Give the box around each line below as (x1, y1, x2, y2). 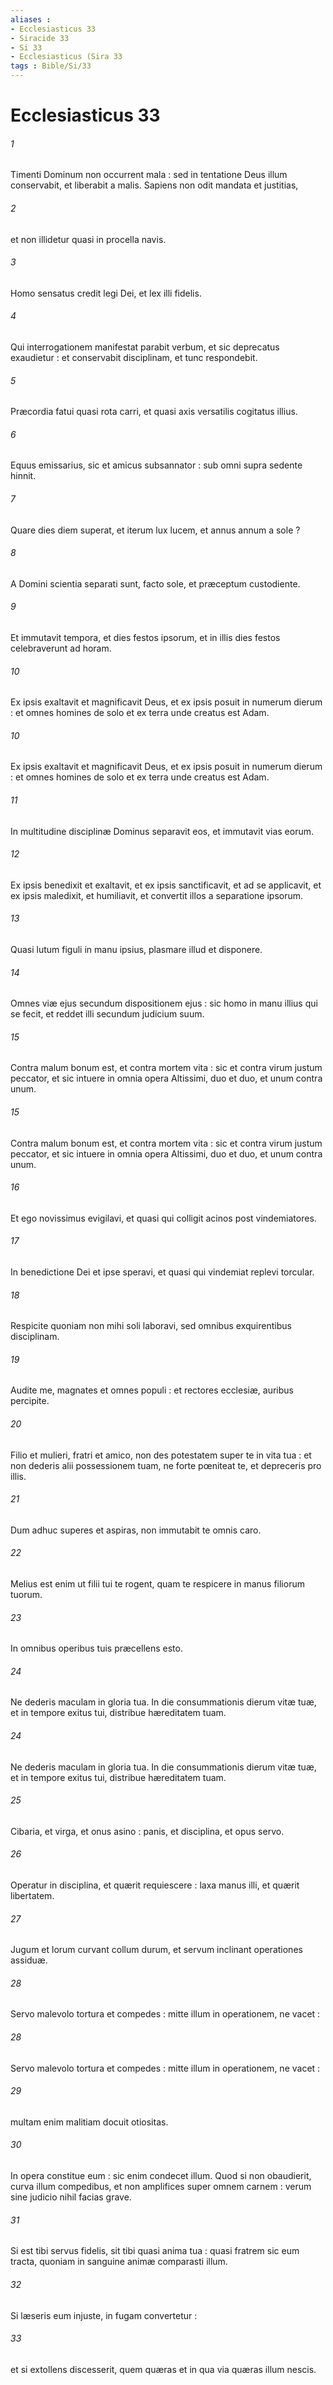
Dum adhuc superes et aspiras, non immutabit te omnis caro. (10, 1524, 262, 1536)
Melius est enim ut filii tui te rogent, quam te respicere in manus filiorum (10, 1578, 305, 1590)
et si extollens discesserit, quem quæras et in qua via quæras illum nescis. (10, 2363, 317, 2375)
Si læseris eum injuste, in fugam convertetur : (10, 2309, 198, 2321)
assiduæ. (10, 1954, 48, 1966)
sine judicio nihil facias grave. (10, 2191, 132, 2203)
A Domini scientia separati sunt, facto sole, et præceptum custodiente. (10, 577, 301, 590)
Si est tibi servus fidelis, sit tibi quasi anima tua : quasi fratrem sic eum (10, 2245, 300, 2257)
